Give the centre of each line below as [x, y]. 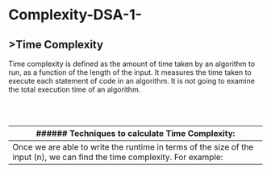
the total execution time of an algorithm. [75, 89]
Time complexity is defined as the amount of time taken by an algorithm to [132, 64]
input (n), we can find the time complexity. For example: [118, 157]
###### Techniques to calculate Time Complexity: [135, 133]
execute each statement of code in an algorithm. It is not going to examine [132, 81]
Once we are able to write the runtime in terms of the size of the [133, 147]
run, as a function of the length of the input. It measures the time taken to [130, 72]
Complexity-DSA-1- [75, 15]
